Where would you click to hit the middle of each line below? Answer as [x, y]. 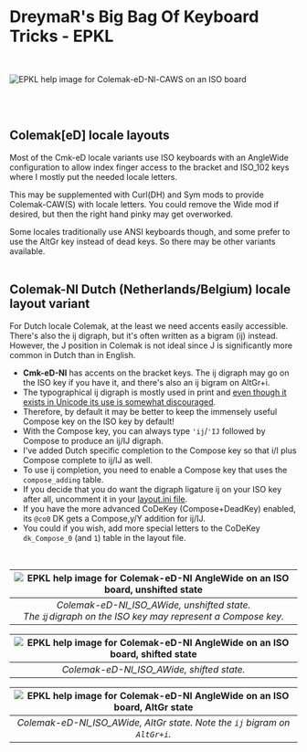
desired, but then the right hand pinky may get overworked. [122, 214]
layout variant [50, 304]
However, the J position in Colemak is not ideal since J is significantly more [151, 345]
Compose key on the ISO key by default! [99, 421]
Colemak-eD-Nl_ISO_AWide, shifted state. [153, 669]
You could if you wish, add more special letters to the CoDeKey [141, 528]
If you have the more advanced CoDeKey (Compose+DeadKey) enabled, [159, 508]
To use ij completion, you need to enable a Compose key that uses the [155, 470]
